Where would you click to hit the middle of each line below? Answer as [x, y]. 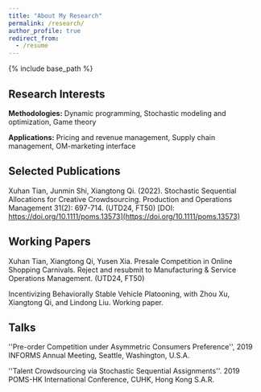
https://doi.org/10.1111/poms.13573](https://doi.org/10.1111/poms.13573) [124, 216]
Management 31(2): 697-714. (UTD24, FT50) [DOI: [91, 208]
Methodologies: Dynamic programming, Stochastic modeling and [118, 113]
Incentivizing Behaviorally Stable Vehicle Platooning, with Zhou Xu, [119, 294]
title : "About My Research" [56, 16]
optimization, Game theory [52, 122]
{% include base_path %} [51, 68]
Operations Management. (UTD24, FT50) [77, 278]
